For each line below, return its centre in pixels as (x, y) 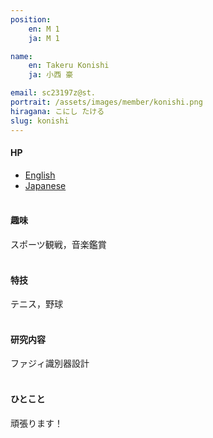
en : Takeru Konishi (69, 66)
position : (31, 19)
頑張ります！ (36, 423)
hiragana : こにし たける (57, 111)
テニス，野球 (36, 304)
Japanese (45, 185)
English (40, 175)
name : (21, 56)
